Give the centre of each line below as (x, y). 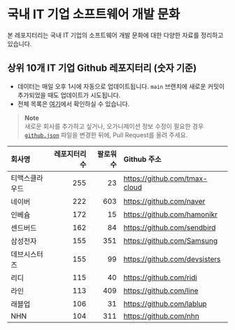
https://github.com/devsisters (172, 259)
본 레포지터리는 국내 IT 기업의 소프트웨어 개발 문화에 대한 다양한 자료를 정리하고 (115, 35)
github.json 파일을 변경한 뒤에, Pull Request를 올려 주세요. (106, 135)
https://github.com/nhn (161, 316)
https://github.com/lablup (165, 303)
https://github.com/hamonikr (171, 214)
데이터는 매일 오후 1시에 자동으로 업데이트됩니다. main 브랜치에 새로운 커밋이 (121, 86)
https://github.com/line (161, 290)
